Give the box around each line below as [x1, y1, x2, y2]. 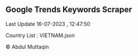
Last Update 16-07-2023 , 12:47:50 [5, 20, 91, 27]
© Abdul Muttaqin [5, 43, 50, 50]
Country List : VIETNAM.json [5, 32, 75, 39]
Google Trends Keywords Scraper [5, 5, 132, 15]
